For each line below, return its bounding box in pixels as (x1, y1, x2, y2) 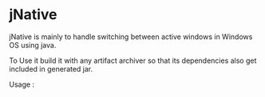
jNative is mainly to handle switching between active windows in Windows (9, 32, 253, 41)
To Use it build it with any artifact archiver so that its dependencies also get (9, 56, 257, 65)
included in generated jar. (9, 64, 93, 73)
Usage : (9, 80, 35, 89)
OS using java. (9, 40, 57, 49)
